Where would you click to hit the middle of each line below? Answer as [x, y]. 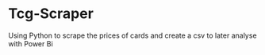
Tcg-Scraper [51, 14]
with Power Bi [31, 43]
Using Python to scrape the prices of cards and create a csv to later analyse [132, 35]
